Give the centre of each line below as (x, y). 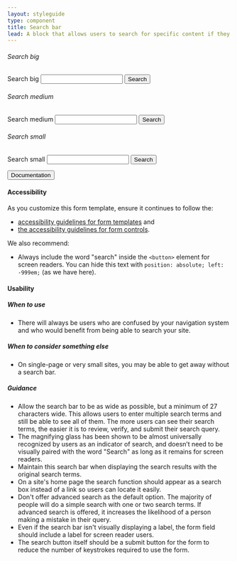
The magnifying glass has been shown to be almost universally (110, 436)
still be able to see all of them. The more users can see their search (116, 421)
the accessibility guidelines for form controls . (84, 230)
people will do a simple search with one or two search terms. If (109, 504)
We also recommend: (38, 243)
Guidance (22, 388)
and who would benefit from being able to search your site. (104, 330)
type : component (31, 21)
